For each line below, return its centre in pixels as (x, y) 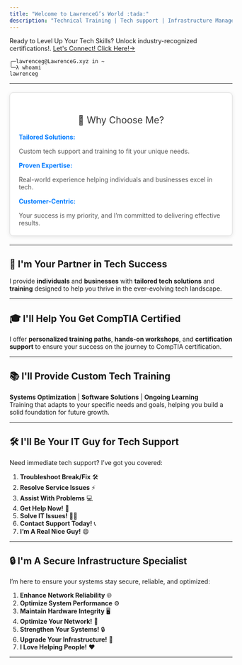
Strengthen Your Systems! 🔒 (62, 630)
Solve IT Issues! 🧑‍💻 (48, 515)
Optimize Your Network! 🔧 (59, 622)
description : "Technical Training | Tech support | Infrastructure (111, 21)
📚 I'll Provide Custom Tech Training (90, 376)
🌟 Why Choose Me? (121, 120)
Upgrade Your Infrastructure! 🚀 (66, 639)
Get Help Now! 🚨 (44, 508)
